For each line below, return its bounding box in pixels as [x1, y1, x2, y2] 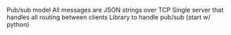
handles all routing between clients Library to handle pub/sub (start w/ [6, 13, 211, 21]
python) [6, 21, 30, 28]
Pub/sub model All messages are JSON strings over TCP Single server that [6, 6, 224, 14]
